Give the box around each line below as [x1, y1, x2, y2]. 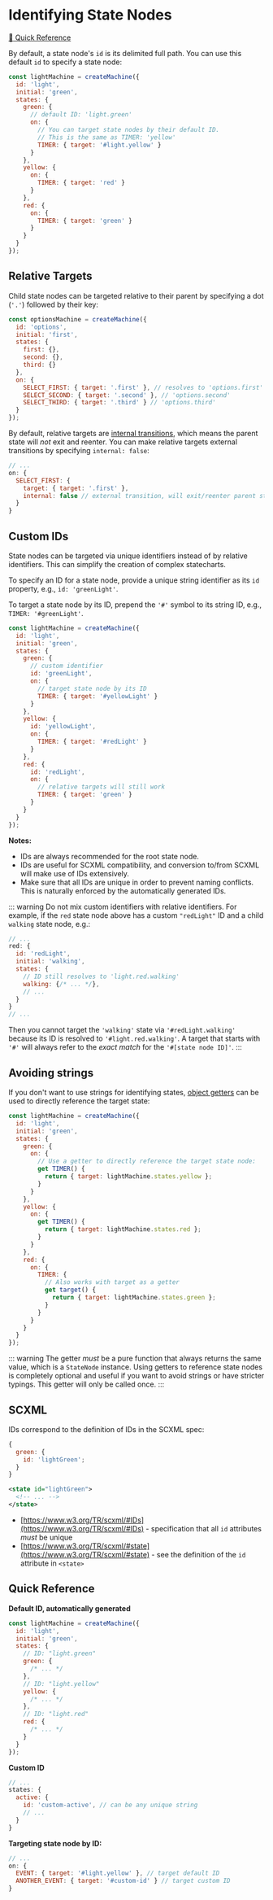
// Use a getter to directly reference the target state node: [37, 1157, 256, 1165]
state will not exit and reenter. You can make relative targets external [8, 437, 238, 447]
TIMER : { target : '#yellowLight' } [37, 692, 158, 701]
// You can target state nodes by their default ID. [37, 126, 220, 134]
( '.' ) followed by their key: [8, 299, 99, 309]
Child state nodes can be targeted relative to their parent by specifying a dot [8, 290, 264, 300]
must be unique [19, 1532, 73, 1542]
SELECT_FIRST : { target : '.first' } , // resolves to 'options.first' [23, 383, 264, 391]
